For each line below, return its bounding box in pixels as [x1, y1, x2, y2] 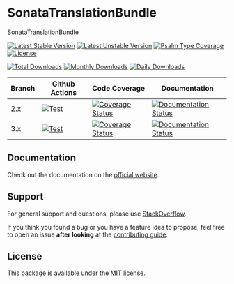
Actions [50, 87, 77, 97]
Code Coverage [91, 83, 145, 93]
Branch [10, 83, 36, 93]
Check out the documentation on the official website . [7, 170, 159, 179]
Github [52, 79, 75, 89]
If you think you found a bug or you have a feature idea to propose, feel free [7, 223, 225, 231]
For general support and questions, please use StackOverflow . [7, 209, 187, 218]
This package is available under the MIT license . [7, 269, 146, 277]
